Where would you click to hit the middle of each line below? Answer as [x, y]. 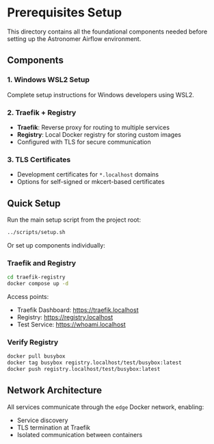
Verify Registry [33, 342]
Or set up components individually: [56, 245]
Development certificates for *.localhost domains [88, 174]
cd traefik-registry [37, 277]
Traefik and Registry [42, 263]
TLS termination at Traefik [54, 427]
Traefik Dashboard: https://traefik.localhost [78, 310]
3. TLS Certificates [39, 159]
